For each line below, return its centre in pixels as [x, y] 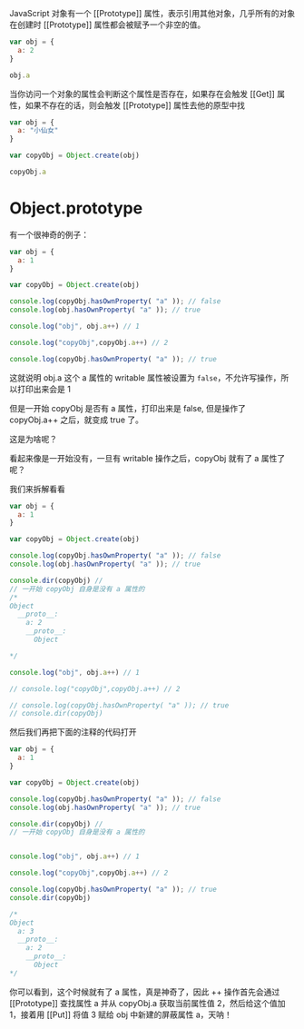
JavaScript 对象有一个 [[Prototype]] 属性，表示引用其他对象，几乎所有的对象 [152, 13]
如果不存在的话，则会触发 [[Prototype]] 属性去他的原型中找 [135, 105]
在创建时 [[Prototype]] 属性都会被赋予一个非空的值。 [108, 25]
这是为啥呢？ [33, 439]
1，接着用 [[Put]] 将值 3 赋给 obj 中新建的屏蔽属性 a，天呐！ [121, 1014]
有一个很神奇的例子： [49, 234]
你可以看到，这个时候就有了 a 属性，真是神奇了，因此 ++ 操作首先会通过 [145, 992]
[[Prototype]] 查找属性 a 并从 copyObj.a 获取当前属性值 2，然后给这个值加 [147, 1003]
